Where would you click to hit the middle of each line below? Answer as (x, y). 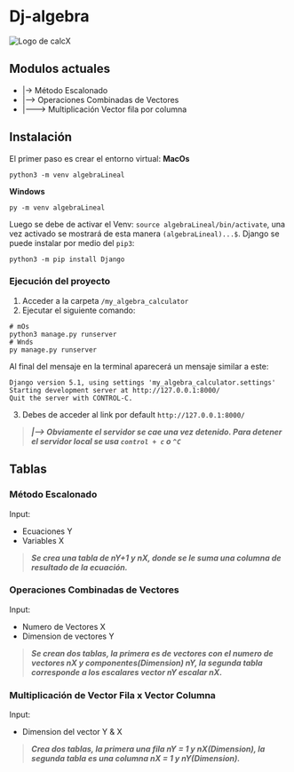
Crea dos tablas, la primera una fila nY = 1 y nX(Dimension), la (148, 749)
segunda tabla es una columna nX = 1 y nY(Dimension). (135, 759)
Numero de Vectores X (64, 626)
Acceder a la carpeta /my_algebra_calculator (105, 300)
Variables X (43, 540)
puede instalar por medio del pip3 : (72, 243)
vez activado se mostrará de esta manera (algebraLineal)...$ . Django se (144, 234)
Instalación (41, 137)
